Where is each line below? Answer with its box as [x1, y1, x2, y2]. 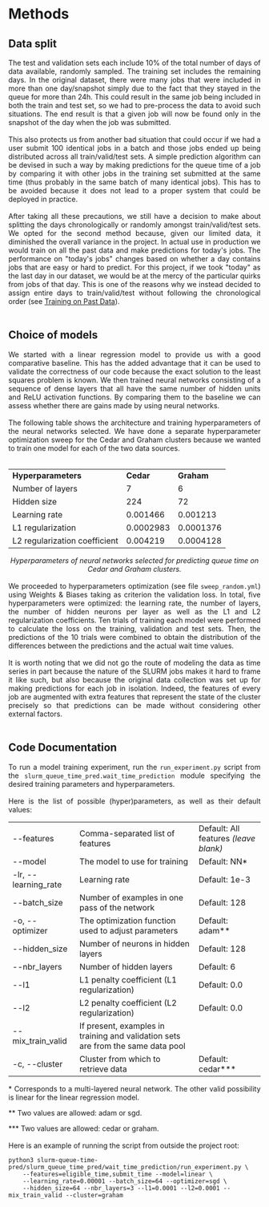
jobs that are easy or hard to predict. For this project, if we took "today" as [8, 262, 261, 272]
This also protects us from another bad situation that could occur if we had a [8, 135, 261, 144]
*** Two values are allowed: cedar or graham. [8, 1124, 159, 1133]
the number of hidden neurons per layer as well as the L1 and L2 [8, 606, 261, 616]
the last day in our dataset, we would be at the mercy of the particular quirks [8, 271, 261, 281]
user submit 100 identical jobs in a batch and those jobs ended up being [8, 144, 261, 152]
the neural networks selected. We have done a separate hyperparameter [8, 426, 261, 435]
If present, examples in [79, 1020, 166, 1031]
